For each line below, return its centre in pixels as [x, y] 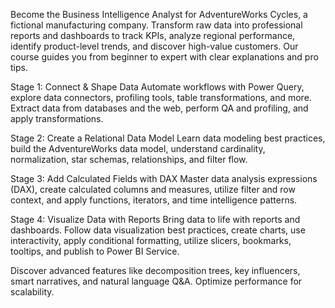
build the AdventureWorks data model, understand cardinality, [138, 148]
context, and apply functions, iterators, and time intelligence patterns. [154, 200]
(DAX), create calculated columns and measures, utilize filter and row [153, 189]
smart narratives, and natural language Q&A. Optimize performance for [156, 281]
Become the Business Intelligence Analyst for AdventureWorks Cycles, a [159, 14]
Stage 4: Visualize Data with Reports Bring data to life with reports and [155, 219]
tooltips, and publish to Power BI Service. [95, 251]
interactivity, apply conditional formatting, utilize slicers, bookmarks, [151, 240]
